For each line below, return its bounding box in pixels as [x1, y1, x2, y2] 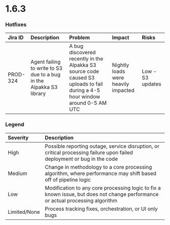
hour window [69, 93, 100, 100]
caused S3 [69, 74, 95, 81]
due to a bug [30, 71, 61, 78]
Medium [8, 170, 27, 177]
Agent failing [30, 59, 61, 66]
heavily [112, 80, 130, 87]
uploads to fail [69, 80, 103, 87]
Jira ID [8, 34, 24, 41]
